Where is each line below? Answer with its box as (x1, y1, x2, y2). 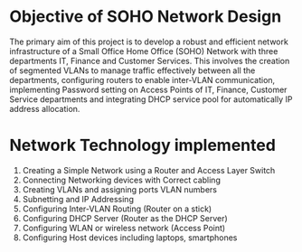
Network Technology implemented (9, 135, 276, 155)
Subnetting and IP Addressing (22, 193, 134, 204)
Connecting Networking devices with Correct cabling (22, 174, 222, 185)
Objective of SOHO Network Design (9, 6, 282, 27)
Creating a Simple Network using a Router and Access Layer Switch (22, 164, 276, 175)
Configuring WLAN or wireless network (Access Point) (22, 222, 226, 233)
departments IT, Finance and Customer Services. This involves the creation (9, 55, 290, 66)
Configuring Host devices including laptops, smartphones (22, 232, 238, 243)
